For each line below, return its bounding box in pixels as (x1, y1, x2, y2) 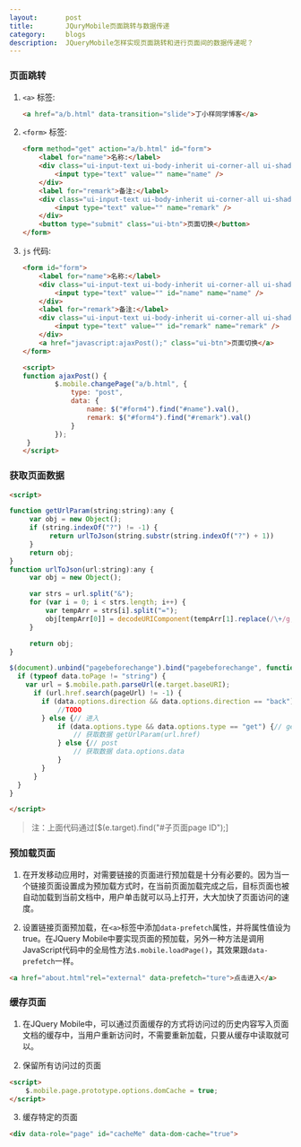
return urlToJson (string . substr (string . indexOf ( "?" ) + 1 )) (48, 531, 275, 541)
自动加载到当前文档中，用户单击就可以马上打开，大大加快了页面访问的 (21, 891, 282, 902)
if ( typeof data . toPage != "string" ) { (17, 672, 167, 681)
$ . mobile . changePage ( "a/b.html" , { (55, 380, 188, 389)
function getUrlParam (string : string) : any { (9, 506, 175, 516)
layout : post (9, 13, 82, 22)
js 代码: (21, 246, 52, 257)
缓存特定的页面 (21, 1112, 78, 1123)
